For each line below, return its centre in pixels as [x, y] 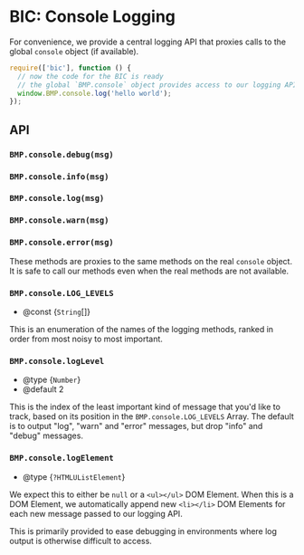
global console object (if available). [74, 51]
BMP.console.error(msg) [62, 243]
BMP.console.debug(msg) [62, 154]
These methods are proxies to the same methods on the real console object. [151, 261]
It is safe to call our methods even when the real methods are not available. [149, 271]
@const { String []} [56, 311]
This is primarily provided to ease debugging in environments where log [143, 531]
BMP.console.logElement [62, 458]
